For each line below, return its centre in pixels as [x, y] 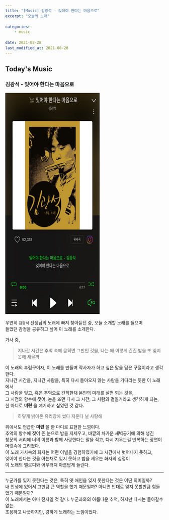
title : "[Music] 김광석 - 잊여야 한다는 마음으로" [52, 11]
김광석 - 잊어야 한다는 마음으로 [40, 84]
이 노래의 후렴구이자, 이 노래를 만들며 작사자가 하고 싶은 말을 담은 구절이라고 [80, 368]
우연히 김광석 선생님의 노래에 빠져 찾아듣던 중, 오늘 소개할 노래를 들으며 [74, 323]
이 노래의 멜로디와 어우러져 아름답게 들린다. [48, 465]
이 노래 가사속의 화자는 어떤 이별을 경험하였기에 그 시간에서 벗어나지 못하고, [79, 452]
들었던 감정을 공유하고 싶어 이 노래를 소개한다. [50, 329]
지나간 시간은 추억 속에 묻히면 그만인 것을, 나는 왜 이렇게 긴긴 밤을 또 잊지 [89, 351]
